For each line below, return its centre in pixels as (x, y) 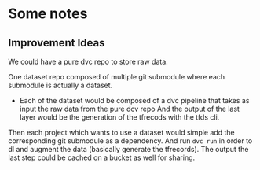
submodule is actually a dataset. (60, 85)
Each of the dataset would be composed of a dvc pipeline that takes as (134, 100)
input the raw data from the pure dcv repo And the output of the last (129, 109)
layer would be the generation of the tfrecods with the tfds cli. (119, 117)
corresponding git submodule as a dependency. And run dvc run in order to (130, 141)
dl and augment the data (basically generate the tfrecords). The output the (128, 149)
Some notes (48, 14)
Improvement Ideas (57, 43)
